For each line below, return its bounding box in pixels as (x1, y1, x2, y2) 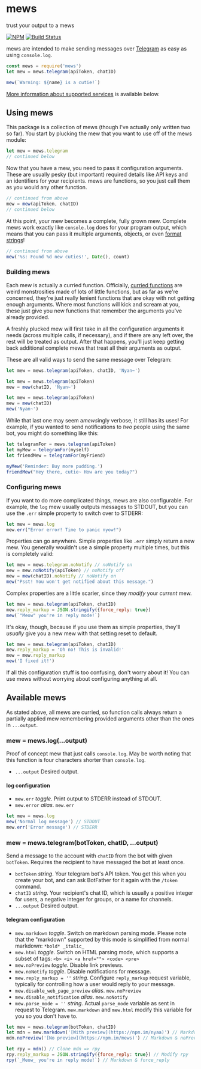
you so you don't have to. (14, 1012, 78, 1020)
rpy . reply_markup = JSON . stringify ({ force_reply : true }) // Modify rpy (6, 1052, 188, 1058)
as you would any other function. (6, 184, 87, 191)
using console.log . (6, 51, 53, 58)
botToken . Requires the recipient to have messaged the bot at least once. (6, 859, 185, 866)
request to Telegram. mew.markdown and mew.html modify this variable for (14, 1006, 193, 1013)
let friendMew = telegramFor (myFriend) (6, 452, 106, 458)
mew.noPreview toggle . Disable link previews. (14, 961, 124, 969)
